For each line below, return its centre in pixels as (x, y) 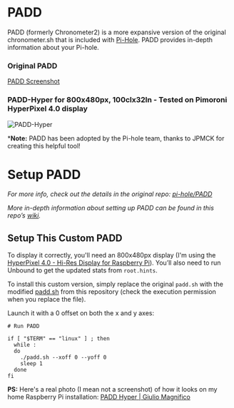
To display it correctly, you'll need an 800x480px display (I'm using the (112, 255)
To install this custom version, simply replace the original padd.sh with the (115, 284)
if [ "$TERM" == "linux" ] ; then (59, 339)
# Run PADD (24, 326)
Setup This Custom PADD (65, 238)
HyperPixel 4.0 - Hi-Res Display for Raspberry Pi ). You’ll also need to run (114, 263)
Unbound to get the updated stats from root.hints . (83, 270)
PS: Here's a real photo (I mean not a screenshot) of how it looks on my (112, 389)
